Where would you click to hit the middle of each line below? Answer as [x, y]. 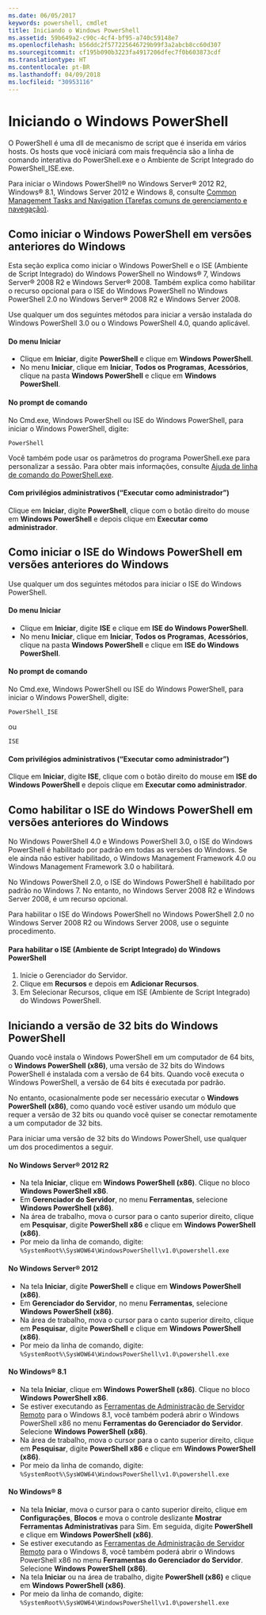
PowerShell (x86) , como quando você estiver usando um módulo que [122, 1106]
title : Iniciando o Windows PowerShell [74, 30]
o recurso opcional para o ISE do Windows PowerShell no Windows [118, 291]
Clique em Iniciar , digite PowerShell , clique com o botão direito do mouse [129, 510]
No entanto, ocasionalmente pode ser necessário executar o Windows [123, 1098]
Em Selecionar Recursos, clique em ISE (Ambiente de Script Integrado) [135, 992]
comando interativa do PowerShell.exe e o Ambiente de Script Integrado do [131, 160]
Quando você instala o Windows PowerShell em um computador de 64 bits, [131, 1057]
